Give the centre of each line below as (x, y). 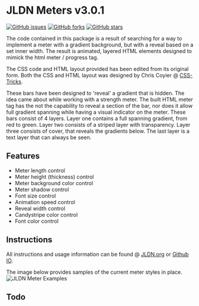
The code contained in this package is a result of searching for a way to (94, 38)
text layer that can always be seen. (49, 137)
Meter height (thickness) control (54, 177)
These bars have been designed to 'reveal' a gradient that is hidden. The (95, 93)
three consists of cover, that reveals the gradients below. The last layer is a (98, 131)
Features (23, 156)
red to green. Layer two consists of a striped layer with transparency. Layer (98, 124)
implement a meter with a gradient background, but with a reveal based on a (100, 45)
